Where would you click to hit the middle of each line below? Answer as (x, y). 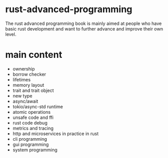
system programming (35, 150)
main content (34, 55)
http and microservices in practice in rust (56, 134)
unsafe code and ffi (33, 117)
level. (11, 34)
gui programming (31, 144)
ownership (24, 69)
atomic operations (31, 112)
